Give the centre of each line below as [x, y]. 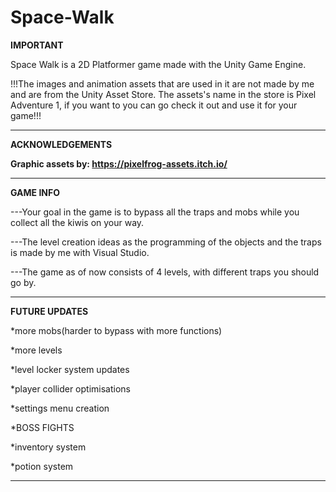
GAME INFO [35, 192]
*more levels [36, 350]
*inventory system [48, 447]
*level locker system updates [70, 369]
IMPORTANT [37, 45]
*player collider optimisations [70, 388]
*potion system [42, 466]
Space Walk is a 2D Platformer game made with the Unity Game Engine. [158, 64]
